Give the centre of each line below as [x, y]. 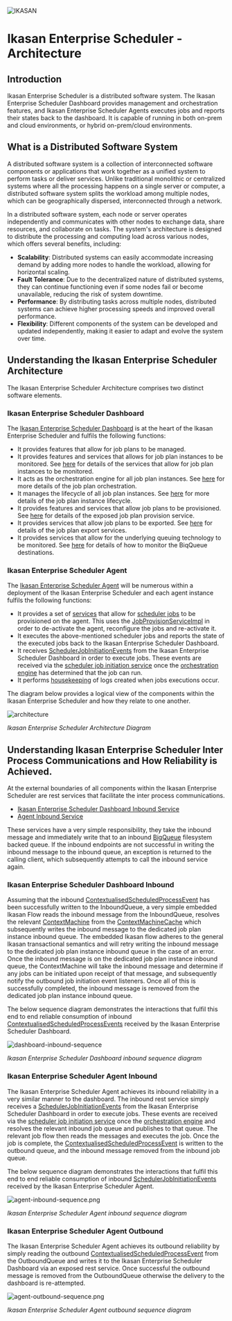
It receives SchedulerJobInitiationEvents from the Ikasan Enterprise [113, 651]
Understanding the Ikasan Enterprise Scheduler [112, 360]
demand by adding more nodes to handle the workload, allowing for [114, 265]
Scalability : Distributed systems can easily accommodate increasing [115, 257]
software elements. [35, 395]
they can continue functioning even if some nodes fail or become [110, 286]
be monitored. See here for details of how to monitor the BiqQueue [112, 545]
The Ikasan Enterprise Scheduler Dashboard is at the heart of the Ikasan [110, 428]
